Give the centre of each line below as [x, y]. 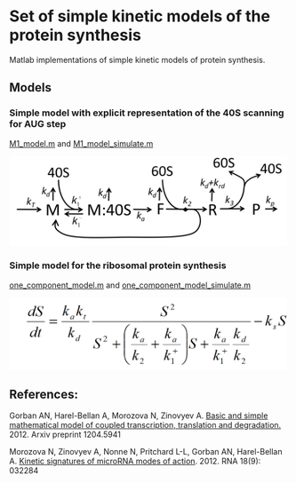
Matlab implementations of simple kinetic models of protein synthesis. [137, 59]
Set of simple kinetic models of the [140, 16]
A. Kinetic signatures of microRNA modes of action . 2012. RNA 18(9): [135, 461]
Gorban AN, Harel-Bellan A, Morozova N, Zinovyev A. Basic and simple [139, 416]
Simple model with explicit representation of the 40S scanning [147, 113]
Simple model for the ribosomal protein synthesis [118, 265]
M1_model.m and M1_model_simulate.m [81, 143]
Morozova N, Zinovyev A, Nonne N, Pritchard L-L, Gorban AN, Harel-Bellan [146, 452]
